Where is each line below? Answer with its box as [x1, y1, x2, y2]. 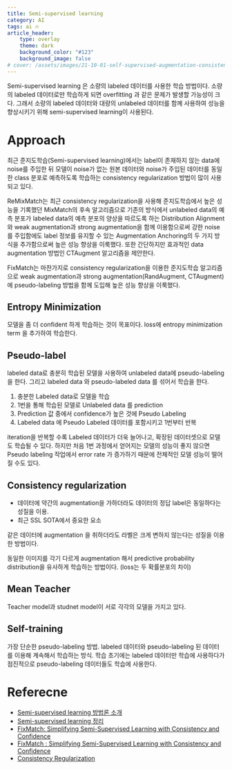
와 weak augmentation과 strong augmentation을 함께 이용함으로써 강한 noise [7, 222, 220, 231]
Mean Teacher [7, 583, 71, 595]
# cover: [7, 62, 32, 69]
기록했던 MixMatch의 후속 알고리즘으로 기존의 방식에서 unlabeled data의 [19, 205, 217, 213]
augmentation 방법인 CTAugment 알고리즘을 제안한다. [7, 249, 155, 257]
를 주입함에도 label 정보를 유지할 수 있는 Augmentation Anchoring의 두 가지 [7, 231, 213, 240]
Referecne [7, 684, 68, 700]
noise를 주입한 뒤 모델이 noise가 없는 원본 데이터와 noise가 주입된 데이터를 [7, 164, 210, 173]
